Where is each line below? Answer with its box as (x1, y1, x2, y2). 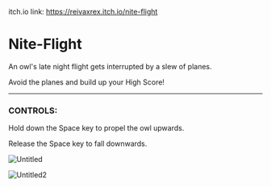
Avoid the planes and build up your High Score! (8, 77, 165, 87)
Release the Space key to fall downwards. (8, 139, 148, 148)
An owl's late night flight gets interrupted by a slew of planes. (8, 61, 212, 71)
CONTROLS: (8, 105, 58, 116)
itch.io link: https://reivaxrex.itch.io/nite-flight (8, 7, 158, 16)
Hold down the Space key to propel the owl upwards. (8, 123, 185, 133)
